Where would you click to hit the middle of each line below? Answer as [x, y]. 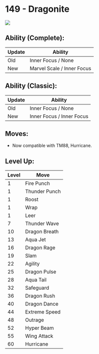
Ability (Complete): [35, 38]
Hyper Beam [39, 328]
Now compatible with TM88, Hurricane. [52, 146]
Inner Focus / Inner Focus [59, 116]
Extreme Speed [43, 312]
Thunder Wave [42, 223]
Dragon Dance [42, 304]
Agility [33, 264]
